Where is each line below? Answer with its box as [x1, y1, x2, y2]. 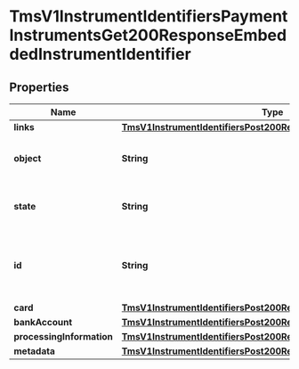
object [13, 152, 42, 164]
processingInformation [13, 331, 114, 342]
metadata [13, 345, 55, 357]
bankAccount [13, 316, 73, 328]
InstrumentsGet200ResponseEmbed [9, 25, 287, 45]
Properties [9, 79, 69, 94]
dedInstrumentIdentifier [9, 45, 191, 64]
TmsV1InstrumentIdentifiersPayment [9, 6, 288, 27]
